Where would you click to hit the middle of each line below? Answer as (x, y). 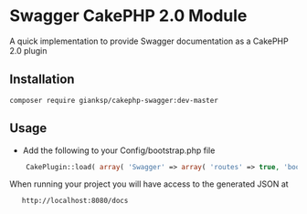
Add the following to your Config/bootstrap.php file (119, 150)
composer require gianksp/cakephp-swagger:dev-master (114, 100)
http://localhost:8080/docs (75, 201)
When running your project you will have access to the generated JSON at (149, 184)
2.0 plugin (28, 50)
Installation (42, 80)
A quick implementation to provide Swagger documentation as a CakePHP (149, 41)
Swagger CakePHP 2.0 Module (128, 16)
